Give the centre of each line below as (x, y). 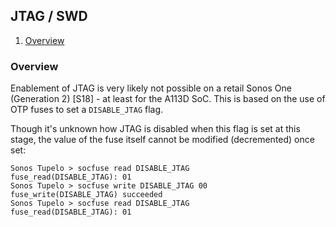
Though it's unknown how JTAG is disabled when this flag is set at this (155, 129)
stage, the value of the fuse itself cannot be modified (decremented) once (162, 140)
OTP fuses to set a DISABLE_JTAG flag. (87, 110)
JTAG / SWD (49, 16)
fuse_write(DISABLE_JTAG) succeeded (86, 195)
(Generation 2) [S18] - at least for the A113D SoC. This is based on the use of (168, 99)
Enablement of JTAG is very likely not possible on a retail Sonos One (151, 88)
